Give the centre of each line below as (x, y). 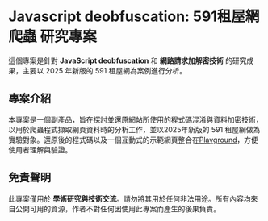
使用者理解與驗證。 (40, 149)
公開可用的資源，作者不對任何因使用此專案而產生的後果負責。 (117, 208)
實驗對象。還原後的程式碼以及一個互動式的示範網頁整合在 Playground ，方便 (133, 140)
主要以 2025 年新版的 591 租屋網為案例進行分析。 (105, 70)
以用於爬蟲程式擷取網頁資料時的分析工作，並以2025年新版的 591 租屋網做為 (134, 129)
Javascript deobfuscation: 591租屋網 (134, 17)
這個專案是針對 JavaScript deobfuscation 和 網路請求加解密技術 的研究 (128, 60)
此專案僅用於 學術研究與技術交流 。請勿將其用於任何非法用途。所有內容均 (130, 198)
